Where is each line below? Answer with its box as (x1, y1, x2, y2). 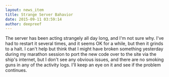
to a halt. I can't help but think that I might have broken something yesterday (5, 46, 163, 52)
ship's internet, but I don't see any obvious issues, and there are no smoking (5, 56, 164, 63)
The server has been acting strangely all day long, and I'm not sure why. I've (5, 35, 164, 41)
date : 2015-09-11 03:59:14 (5, 17, 62, 22)
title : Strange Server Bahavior (5, 12, 73, 17)
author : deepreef (5, 21, 42, 27)
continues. (5, 67, 27, 73)
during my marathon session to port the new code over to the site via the (5, 51, 156, 57)
